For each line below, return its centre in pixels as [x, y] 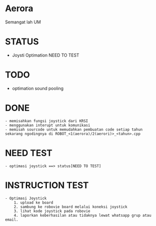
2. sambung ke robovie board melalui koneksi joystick [71, 207]
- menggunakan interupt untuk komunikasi [48, 125]
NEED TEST [29, 153]
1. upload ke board [34, 203]
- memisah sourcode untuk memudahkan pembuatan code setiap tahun [74, 130]
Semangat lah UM [23, 22]
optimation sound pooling [38, 88]
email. [12, 220]
